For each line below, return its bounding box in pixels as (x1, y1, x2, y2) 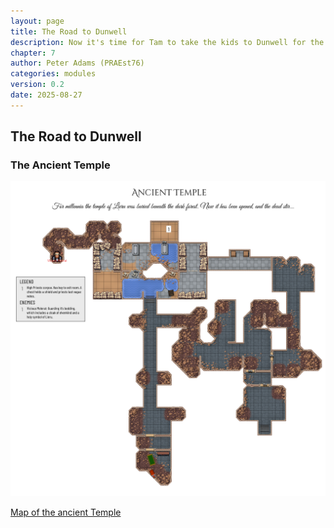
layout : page (10, 16, 65, 26)
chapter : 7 (10, 48, 56, 58)
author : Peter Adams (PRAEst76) (10, 58, 145, 69)
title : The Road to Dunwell (10, 26, 128, 37)
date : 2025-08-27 (10, 90, 83, 100)
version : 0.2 (10, 80, 65, 90)
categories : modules (10, 69, 97, 79)
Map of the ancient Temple (10, 506, 122, 519)
